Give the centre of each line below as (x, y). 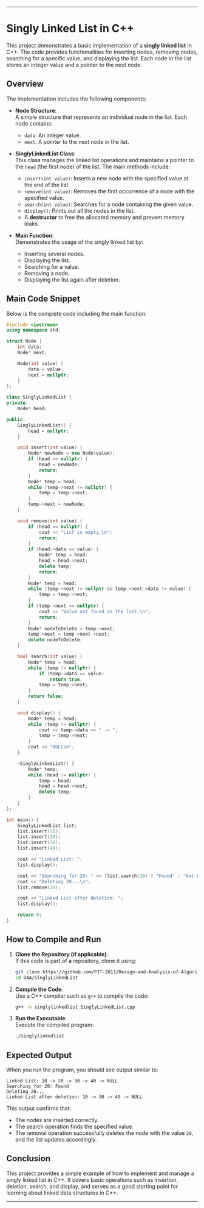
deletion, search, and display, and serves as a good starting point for (92, 1186)
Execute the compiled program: (54, 1025)
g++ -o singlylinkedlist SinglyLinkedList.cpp (75, 1007)
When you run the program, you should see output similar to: (82, 1070)
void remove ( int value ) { (50, 521)
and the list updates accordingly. (56, 1140)
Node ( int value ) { (40, 363)
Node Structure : (36, 110)
